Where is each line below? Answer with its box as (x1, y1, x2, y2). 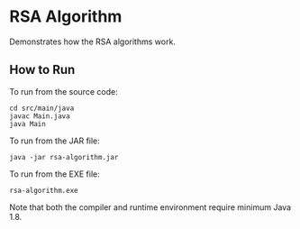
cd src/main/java (9, 104, 75, 113)
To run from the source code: (9, 86, 119, 96)
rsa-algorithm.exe (9, 186, 78, 195)
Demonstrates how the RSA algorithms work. (9, 36, 176, 47)
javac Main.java (9, 111, 70, 121)
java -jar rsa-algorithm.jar (9, 152, 119, 161)
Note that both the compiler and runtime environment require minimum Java (9, 201, 291, 213)
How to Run (9, 62, 76, 78)
